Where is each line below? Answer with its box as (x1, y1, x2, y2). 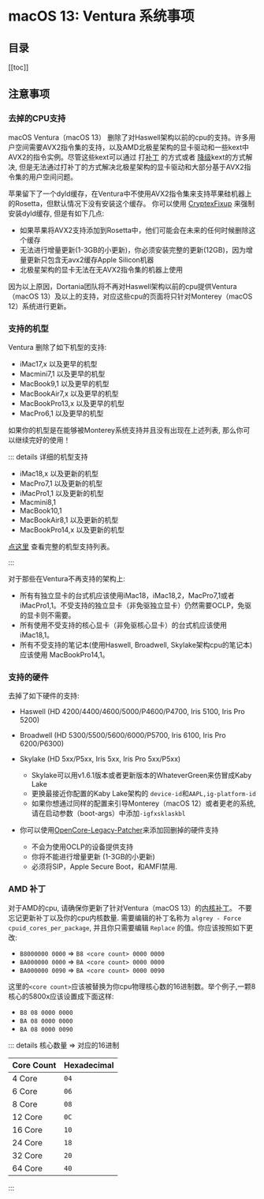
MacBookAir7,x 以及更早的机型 (19, 389, 120, 398)
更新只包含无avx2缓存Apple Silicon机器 (26, 254, 154, 265)
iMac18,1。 (19, 630, 54, 640)
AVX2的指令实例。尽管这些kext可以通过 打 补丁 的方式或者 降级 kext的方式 (8, 152, 246, 162)
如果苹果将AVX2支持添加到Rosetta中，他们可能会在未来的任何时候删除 (19, 225, 250, 235)
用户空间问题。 (28, 171, 77, 182)
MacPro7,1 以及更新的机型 (19, 479, 103, 488)
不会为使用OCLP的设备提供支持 (31, 842, 134, 851)
